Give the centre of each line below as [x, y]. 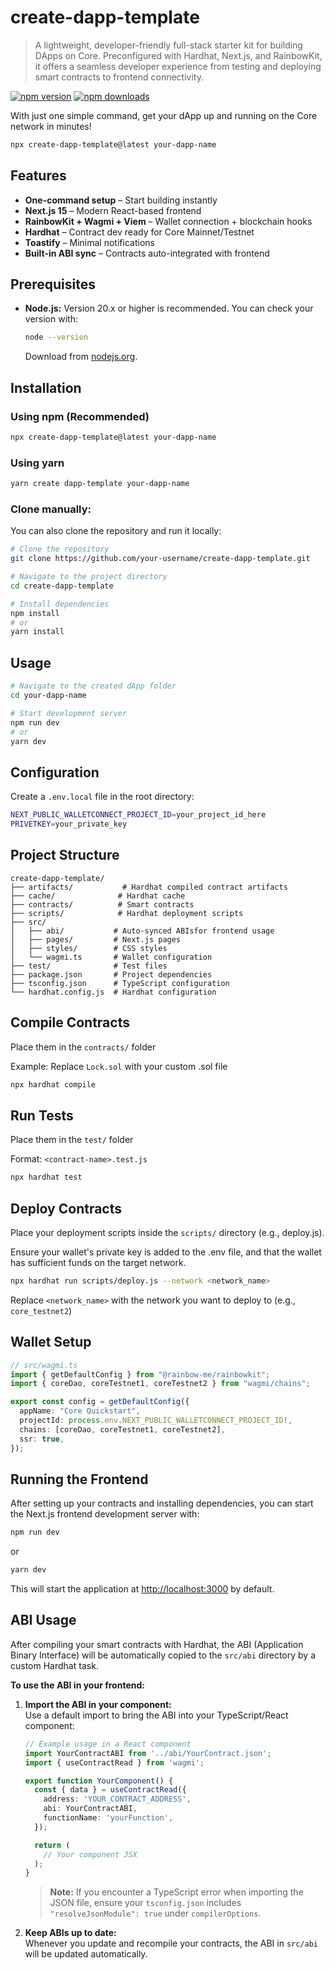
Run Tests [42, 1115]
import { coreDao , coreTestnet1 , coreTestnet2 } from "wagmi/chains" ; [160, 1384]
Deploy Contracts [66, 1208]
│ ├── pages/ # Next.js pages [96, 939]
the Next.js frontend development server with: [105, 1514]
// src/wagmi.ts [44, 1365]
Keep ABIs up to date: [70, 1933]
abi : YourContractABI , [90, 1809]
